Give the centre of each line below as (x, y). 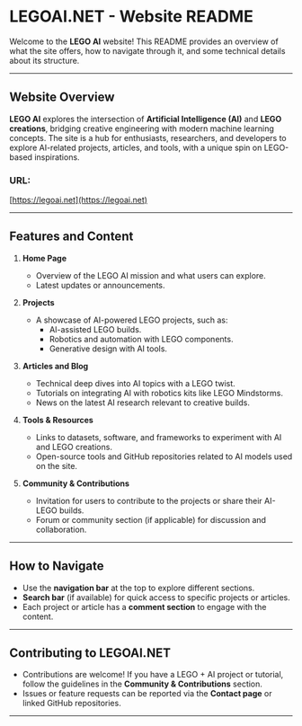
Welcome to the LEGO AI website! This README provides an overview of (144, 41)
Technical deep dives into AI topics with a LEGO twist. (135, 383)
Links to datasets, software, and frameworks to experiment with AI (159, 437)
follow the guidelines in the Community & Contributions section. (142, 684)
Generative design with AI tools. (108, 349)
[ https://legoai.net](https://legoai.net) (79, 200)
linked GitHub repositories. (71, 704)
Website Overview (62, 97)
